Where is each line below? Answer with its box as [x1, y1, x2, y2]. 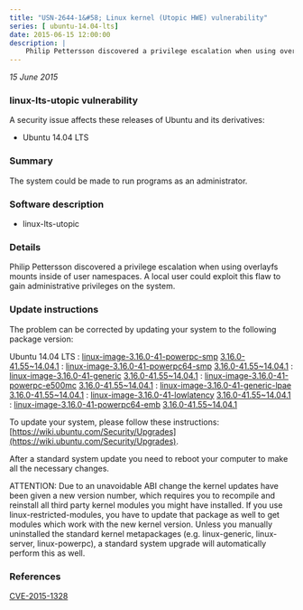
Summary [9, 155, 54, 167]
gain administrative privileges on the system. [9, 281, 176, 292]
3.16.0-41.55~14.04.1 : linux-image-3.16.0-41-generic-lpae [78, 380, 292, 390]
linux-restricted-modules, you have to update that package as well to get [9, 509, 280, 520]
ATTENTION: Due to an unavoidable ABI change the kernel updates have [9, 480, 280, 491]
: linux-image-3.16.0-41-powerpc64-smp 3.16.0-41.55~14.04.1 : [60, 361, 294, 371]
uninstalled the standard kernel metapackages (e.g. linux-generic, [9, 528, 254, 539]
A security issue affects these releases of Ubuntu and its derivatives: [9, 115, 265, 126]
